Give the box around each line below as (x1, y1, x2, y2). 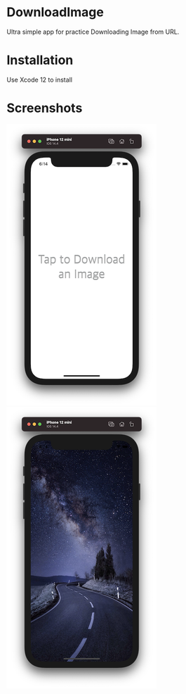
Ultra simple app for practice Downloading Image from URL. (6, 27, 180, 36)
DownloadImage (6, 4, 105, 20)
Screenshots (6, 100, 83, 116)
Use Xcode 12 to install (6, 75, 73, 84)
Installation (6, 52, 74, 68)
